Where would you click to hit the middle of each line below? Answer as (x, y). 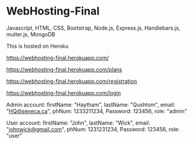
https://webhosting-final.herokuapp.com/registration (72, 81)
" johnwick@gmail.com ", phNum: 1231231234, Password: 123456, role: (93, 129)
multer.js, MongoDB (31, 34)
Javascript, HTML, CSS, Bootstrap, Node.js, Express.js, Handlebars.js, (93, 28)
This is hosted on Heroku (37, 46)
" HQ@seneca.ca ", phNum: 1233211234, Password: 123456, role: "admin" (97, 111)
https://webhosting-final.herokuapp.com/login (64, 93)
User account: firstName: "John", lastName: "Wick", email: (78, 123)
